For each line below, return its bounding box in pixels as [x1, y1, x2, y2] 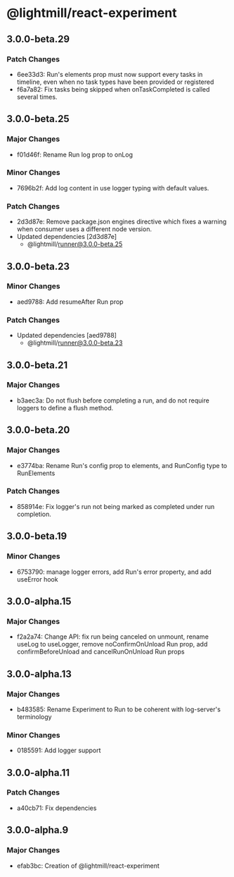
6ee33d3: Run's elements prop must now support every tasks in [16, 70, 203, 78]
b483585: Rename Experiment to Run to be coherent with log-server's [16, 705, 221, 713]
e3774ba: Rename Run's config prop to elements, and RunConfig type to [16, 461, 228, 470]
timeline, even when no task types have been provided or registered [16, 78, 214, 86]
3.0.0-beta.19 [6, 530, 67, 542]
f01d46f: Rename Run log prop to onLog [16, 150, 134, 159]
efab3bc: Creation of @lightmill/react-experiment [16, 861, 160, 870]
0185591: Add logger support [16, 746, 101, 755]
